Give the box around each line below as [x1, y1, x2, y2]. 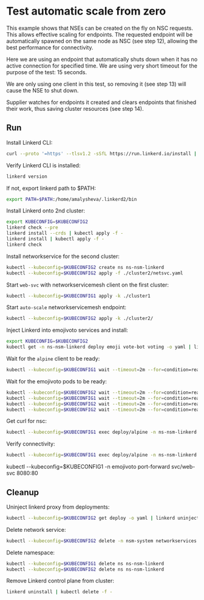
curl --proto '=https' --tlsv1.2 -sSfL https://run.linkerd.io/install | [6, 150, 197, 156]
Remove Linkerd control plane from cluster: [6, 577, 114, 585]
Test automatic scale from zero [6, 4, 166, 18]
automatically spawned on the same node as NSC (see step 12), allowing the [6, 37, 198, 44]
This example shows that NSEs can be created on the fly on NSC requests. [6, 24, 193, 32]
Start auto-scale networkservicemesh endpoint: [6, 304, 126, 311]
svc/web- [171, 463, 195, 470]
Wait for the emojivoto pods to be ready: [6, 377, 107, 385]
